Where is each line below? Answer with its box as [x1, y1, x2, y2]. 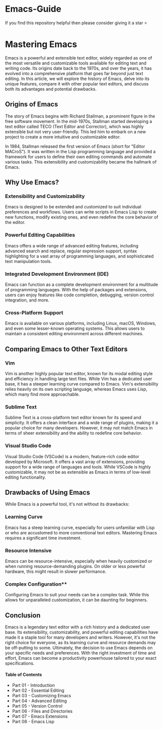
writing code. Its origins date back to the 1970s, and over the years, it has [5, 65, 152, 71]
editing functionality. [5, 474, 46, 480]
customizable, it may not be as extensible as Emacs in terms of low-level [5, 469, 151, 475]
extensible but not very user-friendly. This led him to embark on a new [5, 128, 146, 135]
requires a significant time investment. [5, 535, 82, 541]
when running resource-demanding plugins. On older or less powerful [5, 563, 145, 569]
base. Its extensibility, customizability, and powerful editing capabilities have [5, 629, 158, 635]
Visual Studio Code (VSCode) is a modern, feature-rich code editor [5, 453, 140, 459]
